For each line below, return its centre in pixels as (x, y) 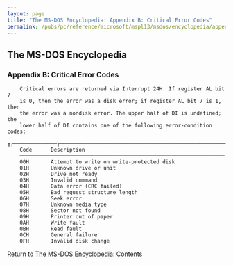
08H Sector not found (60, 211)
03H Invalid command (59, 180)
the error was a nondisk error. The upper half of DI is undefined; (121, 113)
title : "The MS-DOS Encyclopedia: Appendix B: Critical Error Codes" (110, 20)
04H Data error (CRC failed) (71, 186)
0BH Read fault (51, 229)
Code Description (52, 150)
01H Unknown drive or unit (68, 168)
